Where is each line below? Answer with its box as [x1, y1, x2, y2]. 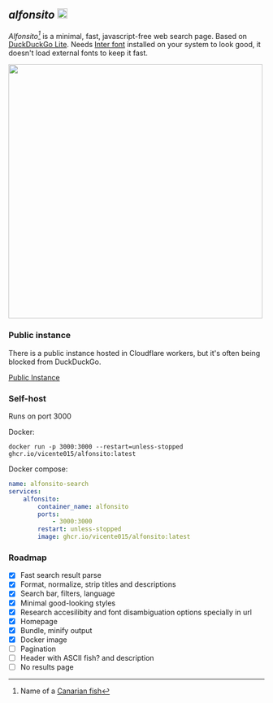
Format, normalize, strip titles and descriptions [19, 579, 176, 589]
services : [8, 487, 42, 496]
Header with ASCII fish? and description [19, 653, 154, 662]
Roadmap [8, 552, 47, 563]
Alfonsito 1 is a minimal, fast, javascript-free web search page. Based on [8, 29, 248, 41]
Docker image [19, 635, 67, 644]
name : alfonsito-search [8, 480, 89, 488]
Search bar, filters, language [19, 588, 115, 598]
